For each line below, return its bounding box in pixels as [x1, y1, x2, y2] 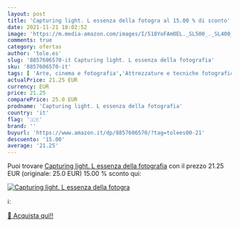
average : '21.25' [7, 143, 59, 150]
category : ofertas [7, 43, 62, 50]
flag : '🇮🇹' [7, 116, 43, 123]
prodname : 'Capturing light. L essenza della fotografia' [7, 103, 183, 110]
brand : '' [7, 122, 37, 130]
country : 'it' [7, 109, 50, 116]
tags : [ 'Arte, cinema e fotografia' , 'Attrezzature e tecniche [7, 70, 199, 77]
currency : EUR [7, 83, 50, 90]
